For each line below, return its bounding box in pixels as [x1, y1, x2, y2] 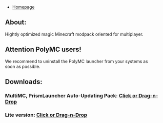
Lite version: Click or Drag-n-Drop [5, 111, 87, 118]
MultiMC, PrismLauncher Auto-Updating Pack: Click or [5, 92, 138, 99]
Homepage [12, 4, 35, 10]
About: [5, 18, 27, 26]
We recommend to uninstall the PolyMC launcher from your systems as [5, 58, 148, 64]
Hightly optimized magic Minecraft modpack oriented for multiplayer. [5, 31, 143, 37]
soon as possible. [5, 63, 41, 69]
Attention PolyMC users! [5, 45, 81, 54]
